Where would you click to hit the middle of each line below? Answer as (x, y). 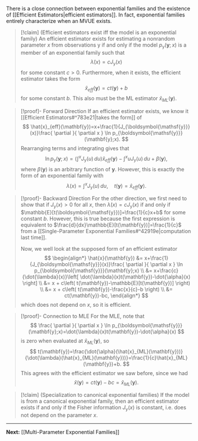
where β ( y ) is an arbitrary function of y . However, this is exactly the (102, 169)
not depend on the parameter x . (59, 415)
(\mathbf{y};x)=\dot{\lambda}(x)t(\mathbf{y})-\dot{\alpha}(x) (103, 331)
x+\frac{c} (166, 270)
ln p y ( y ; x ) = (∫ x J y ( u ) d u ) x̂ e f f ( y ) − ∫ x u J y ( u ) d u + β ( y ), (106, 159)
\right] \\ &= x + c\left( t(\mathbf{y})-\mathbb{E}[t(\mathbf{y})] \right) (106, 283)
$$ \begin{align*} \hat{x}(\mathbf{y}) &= (93, 258)
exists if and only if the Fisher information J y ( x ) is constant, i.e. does (103, 408)
